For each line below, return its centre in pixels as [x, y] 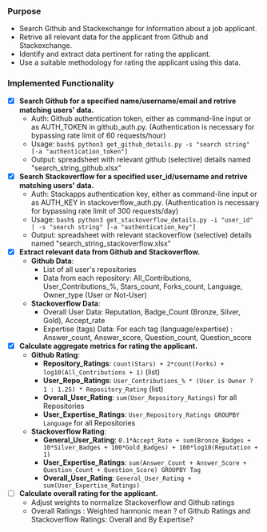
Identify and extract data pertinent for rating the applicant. [115, 54]
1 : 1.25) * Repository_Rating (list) [103, 389]
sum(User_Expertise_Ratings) [92, 486]
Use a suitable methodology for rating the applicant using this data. [130, 62]
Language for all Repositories [89, 422]
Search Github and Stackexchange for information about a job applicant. [138, 29]
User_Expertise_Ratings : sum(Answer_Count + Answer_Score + [145, 462]
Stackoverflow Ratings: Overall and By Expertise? [112, 519]
